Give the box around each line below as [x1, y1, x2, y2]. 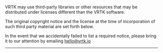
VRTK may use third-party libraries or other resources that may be [5, 4, 138, 10]
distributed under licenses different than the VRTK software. [5, 9, 125, 15]
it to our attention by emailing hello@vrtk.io [5, 38, 91, 44]
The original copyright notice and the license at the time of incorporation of [5, 19, 155, 24]
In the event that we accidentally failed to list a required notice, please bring [5, 33, 157, 39]
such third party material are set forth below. [5, 24, 94, 29]
